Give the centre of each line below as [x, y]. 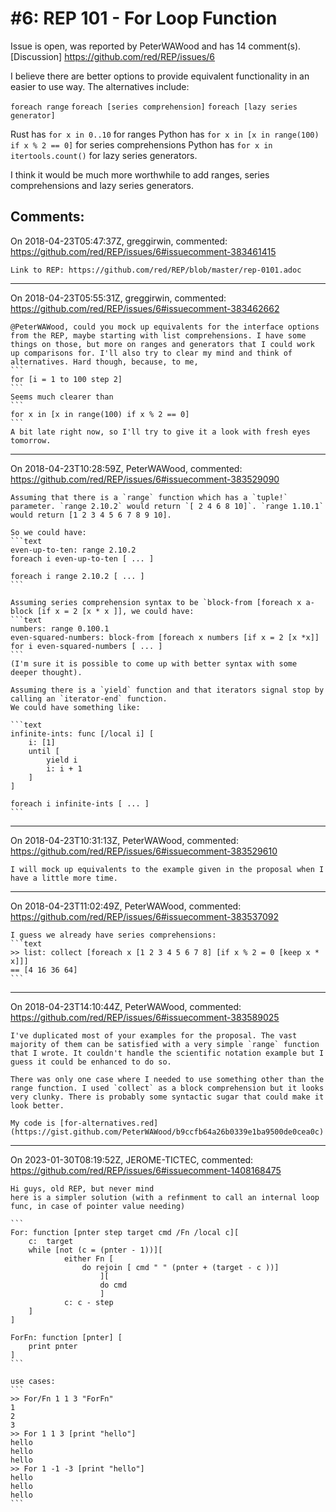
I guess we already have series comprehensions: [113, 935]
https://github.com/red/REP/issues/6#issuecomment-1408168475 [146, 1170]
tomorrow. [31, 440]
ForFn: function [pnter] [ [66, 1337]
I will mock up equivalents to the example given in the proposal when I [167, 869]
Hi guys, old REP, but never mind [82, 1188]
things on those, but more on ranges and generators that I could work [162, 344]
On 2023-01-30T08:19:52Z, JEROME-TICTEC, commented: [132, 1159]
